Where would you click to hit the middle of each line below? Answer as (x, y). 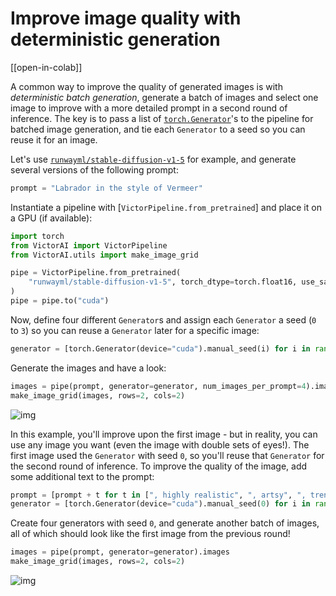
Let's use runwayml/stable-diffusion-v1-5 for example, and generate (153, 159)
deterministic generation (115, 39)
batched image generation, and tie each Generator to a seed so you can (158, 129)
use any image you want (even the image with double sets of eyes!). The (160, 444)
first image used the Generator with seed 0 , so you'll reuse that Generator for (167, 455)
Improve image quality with (126, 18)
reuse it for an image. (54, 139)
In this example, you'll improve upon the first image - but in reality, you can (164, 434)
